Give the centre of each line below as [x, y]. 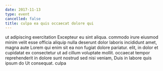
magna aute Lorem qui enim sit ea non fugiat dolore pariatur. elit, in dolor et [82, 47]
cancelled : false [23, 19]
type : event [17, 14]
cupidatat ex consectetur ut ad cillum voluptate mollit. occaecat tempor [78, 53]
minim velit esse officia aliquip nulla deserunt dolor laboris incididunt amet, [81, 43]
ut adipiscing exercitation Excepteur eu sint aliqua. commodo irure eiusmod [82, 37]
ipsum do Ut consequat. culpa [36, 63]
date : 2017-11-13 [23, 10]
